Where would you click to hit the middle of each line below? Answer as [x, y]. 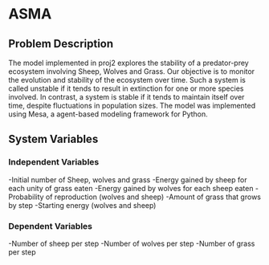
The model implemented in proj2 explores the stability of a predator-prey [128, 63]
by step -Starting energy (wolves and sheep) [82, 205]
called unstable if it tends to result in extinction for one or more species [126, 88]
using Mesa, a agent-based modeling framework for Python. [108, 114]
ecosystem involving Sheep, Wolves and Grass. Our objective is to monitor [132, 71]
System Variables [53, 139]
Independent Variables [54, 162]
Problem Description [61, 44]
